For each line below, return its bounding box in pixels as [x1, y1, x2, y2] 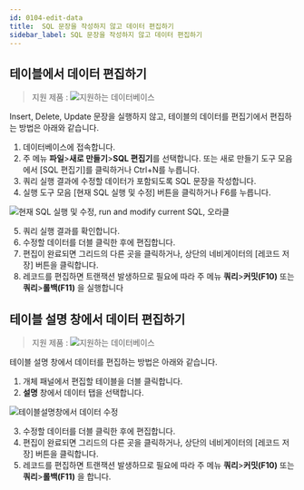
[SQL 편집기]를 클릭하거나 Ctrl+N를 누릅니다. [39, 164, 200, 175]
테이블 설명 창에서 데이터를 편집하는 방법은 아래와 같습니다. [9, 357, 218, 367]
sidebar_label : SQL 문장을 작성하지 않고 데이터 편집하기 [9, 30, 202, 39]
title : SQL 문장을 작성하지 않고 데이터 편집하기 [9, 22, 174, 31]
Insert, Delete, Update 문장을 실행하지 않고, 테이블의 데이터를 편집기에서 [9, 111, 269, 122]
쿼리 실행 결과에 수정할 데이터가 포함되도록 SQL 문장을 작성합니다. [22, 176, 257, 187]
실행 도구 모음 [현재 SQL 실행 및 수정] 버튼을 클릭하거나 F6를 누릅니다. [22, 187, 271, 198]
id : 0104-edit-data [9, 13, 83, 23]
